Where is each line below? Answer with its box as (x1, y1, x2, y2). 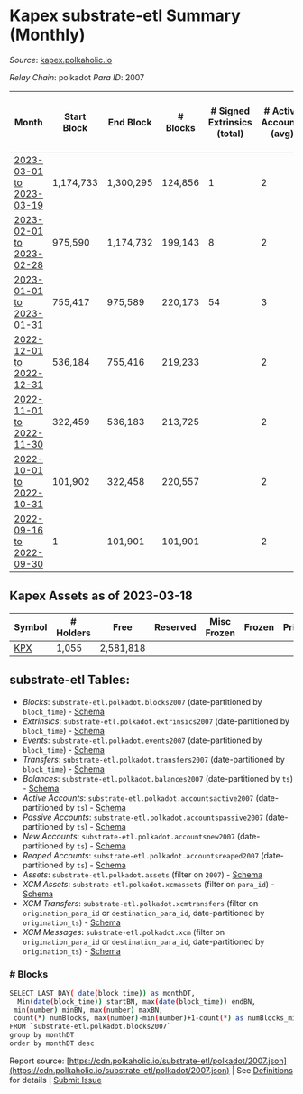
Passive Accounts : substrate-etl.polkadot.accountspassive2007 (22, 811, 264, 822)
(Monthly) (9, 24, 86, 45)
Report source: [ (9, 1055, 70, 1066)
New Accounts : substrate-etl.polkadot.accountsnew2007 (22, 830, 236, 841)
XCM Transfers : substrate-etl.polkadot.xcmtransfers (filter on (22, 897, 259, 908)
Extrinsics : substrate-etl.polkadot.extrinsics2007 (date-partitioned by (22, 715, 290, 727)
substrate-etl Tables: (9, 672, 131, 688)
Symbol (14, 620, 48, 633)
